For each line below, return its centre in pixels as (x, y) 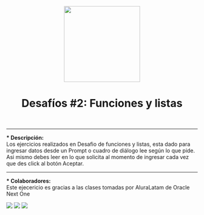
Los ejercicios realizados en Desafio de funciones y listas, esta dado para (98, 144)
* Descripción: (25, 137)
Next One (18, 194)
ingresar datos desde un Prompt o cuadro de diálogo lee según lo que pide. (101, 150)
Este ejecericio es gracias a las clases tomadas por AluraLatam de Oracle (98, 187)
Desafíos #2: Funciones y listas (102, 104)
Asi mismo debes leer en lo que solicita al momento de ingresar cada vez (98, 157)
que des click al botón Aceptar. (45, 163)
